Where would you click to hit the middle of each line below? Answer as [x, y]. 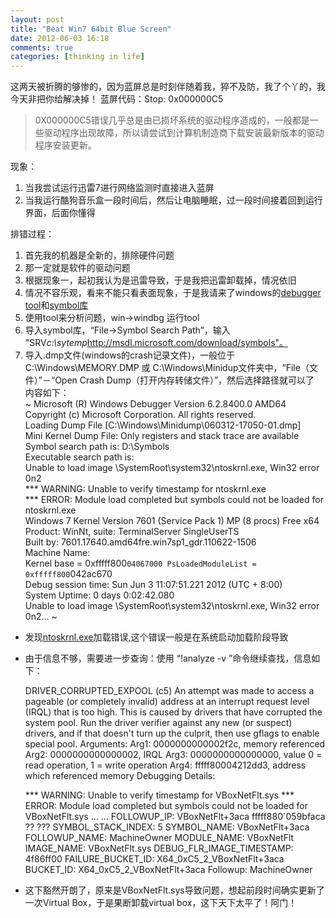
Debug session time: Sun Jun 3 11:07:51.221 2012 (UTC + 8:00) [153, 585]
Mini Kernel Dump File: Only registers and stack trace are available [162, 436]
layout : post [37, 19]
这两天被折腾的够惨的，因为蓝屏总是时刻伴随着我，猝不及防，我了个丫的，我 [168, 87]
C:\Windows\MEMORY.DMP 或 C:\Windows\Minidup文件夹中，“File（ [167, 368]
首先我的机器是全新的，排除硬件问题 [99, 255]
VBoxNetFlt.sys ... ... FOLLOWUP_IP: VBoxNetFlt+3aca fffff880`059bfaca [175, 817]
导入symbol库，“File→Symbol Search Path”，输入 [127, 330]
